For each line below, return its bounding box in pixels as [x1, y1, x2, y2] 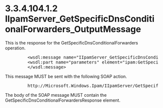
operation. [5, 45, 26, 51]
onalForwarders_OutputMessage [5, 24, 141, 35]
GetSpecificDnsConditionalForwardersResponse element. [5, 97, 121, 103]
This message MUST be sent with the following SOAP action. [5, 73, 127, 79]
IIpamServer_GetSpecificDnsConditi [5, 13, 155, 24]
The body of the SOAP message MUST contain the [5, 92, 107, 98]
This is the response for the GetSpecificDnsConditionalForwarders [5, 40, 138, 45]
